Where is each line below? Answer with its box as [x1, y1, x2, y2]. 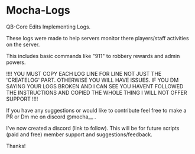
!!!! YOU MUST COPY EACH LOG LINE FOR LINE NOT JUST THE [6, 70, 162, 77]
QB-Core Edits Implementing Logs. [6, 23, 91, 30]
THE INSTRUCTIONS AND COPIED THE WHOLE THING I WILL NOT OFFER [6, 89, 187, 96]
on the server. [6, 41, 40, 48]
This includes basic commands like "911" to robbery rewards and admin [6, 52, 180, 59]
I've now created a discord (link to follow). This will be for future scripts [6, 124, 180, 131]
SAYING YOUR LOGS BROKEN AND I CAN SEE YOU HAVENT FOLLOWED [6, 82, 184, 89]
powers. [6, 59, 26, 66]
